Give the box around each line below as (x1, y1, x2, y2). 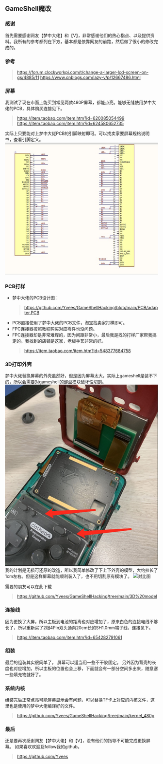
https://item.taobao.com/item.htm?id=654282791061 (16, 634, 123, 640)
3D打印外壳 (5, 361, 32, 368)
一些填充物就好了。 (5, 671, 44, 677)
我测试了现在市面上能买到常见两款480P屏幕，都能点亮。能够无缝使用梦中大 (5, 99, 156, 106)
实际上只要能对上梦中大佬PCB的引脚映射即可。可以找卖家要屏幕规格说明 (5, 130, 150, 136)
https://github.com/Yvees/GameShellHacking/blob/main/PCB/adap (24, 304, 158, 310)
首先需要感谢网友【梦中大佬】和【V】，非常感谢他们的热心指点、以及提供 (5, 32, 150, 38)
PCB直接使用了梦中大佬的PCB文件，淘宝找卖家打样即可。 (12, 319, 128, 325)
